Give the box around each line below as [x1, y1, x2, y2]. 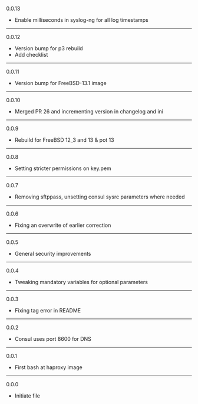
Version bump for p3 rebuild [14, 45, 84, 52]
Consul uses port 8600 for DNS [14, 335, 91, 342]
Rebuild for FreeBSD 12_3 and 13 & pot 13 [14, 136, 114, 144]
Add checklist [14, 51, 48, 58]
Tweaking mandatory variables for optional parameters [14, 279, 148, 285]
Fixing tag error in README [14, 307, 81, 314]
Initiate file [14, 392, 40, 399]
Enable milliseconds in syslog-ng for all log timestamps [14, 17, 148, 23]
